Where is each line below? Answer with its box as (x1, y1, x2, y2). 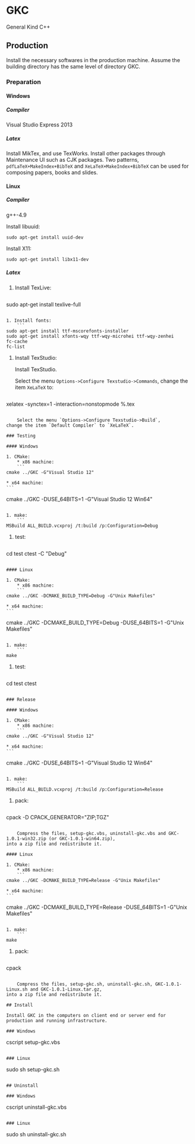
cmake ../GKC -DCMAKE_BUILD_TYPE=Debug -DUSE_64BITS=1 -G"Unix (6, 619, 184, 626)
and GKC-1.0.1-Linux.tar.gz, (30, 986, 102, 992)
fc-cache (6, 338, 28, 344)
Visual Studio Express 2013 (6, 121, 73, 128)
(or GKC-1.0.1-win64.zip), (48, 835, 116, 841)
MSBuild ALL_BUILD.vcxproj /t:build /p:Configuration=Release (6, 786, 163, 793)
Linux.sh (6, 986, 28, 992)
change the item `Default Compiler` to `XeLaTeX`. (6, 422, 134, 428)
